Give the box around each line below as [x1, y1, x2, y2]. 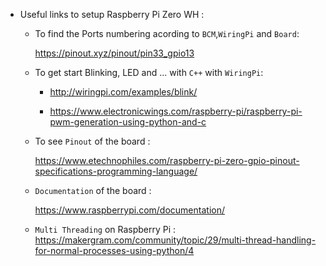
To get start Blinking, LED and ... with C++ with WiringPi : [34, 67, 264, 78]
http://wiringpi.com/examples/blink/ [49, 86, 198, 98]
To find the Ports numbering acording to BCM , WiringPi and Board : [34, 28, 300, 39]
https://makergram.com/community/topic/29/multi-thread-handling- [34, 234, 317, 246]
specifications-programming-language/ [34, 165, 198, 177]
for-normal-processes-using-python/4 [34, 245, 195, 256]
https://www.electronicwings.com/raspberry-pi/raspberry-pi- [49, 105, 303, 117]
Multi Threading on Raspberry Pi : [34, 224, 177, 235]
